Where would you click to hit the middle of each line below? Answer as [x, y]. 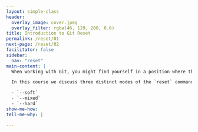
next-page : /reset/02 [33, 45]
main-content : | [26, 66]
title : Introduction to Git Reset [49, 33]
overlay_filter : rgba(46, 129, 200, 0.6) [63, 28]
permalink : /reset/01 [33, 39]
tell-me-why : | [25, 114]
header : [16, 17]
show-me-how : [22, 109]
